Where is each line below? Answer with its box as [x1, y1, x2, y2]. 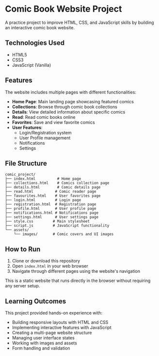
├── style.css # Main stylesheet [5, 219, 90, 224]
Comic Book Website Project [5, 3, 122, 15]
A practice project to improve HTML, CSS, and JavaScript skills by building [5, 19, 154, 25]
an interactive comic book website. [5, 24, 75, 30]
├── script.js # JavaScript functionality [5, 223, 110, 228]
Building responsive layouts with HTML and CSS [12, 319, 109, 325]
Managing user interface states [12, 335, 75, 340]
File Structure [5, 159, 47, 168]
